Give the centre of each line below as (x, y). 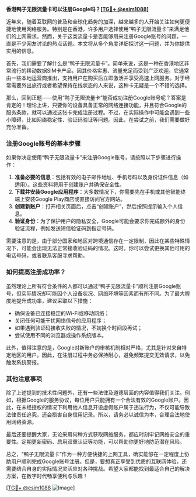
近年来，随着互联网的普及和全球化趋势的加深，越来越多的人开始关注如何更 (95, 22)
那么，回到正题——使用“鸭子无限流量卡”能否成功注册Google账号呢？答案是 (96, 98)
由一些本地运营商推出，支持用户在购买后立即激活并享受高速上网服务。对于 (95, 78)
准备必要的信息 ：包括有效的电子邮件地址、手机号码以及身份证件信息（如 (101, 177)
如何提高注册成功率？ (36, 272)
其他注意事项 (24, 379)
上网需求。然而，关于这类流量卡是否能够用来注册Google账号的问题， (99, 36)
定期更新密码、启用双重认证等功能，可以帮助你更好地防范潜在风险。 (103, 441)
